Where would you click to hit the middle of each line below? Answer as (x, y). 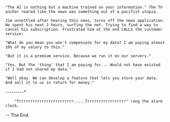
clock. (12, 106)
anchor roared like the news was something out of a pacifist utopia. (82, 12)
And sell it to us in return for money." (50, 83)
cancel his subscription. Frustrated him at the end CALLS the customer (84, 29)
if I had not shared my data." (38, 69)
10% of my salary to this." (35, 47)
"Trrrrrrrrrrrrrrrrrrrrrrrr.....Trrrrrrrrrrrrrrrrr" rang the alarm (89, 101)
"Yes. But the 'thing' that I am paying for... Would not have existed (83, 65)
